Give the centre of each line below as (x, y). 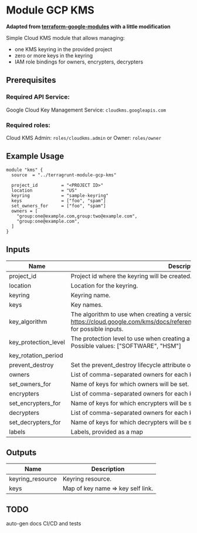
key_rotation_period (36, 355)
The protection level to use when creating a (130, 338)
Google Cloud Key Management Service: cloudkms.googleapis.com (86, 110)
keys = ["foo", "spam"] (59, 200)
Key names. (87, 304)
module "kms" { (25, 170)
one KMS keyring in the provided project (63, 49)
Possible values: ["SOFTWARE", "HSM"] (126, 346)
